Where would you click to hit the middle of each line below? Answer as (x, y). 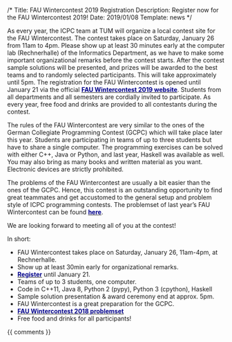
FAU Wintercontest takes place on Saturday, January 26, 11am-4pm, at (117, 252)
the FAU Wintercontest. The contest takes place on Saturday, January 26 (111, 38)
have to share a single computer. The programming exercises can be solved (115, 147)
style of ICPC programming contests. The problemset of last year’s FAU (109, 205)
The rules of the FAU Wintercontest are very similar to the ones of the (106, 125)
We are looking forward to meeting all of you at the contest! (91, 225)
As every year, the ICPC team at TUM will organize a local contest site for (111, 31)
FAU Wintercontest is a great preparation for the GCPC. (96, 304)
